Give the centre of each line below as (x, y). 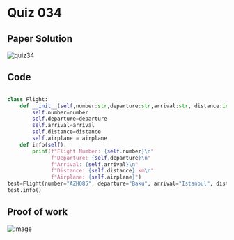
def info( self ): (44, 144)
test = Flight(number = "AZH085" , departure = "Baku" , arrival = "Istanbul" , (110, 184)
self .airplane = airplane (70, 138)
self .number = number (61, 112)
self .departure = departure (70, 119)
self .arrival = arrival (64, 126)
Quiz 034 (35, 13)
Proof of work (38, 212)
